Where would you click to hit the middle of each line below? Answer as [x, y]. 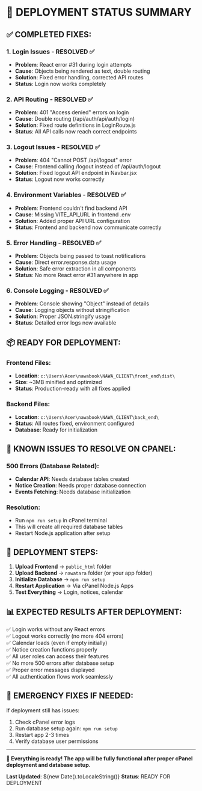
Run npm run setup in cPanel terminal [61, 521]
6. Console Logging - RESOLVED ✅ [58, 290]
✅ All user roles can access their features [58, 656]
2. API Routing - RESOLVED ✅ [50, 99]
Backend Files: [28, 404]
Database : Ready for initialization [56, 430]
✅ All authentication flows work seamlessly [60, 676]
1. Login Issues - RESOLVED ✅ [50, 52]
